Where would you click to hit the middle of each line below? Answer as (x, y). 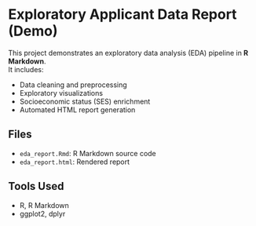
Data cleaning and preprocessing (73, 85)
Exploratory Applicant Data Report (123, 15)
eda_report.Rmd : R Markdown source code (88, 153)
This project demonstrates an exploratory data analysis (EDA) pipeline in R (128, 53)
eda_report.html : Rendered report (75, 162)
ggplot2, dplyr (42, 213)
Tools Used (36, 186)
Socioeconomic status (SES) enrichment (85, 101)
